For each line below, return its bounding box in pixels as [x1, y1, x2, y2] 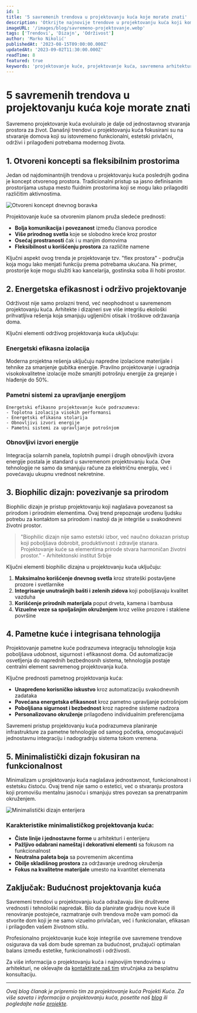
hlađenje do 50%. [6, 376, 49, 383]
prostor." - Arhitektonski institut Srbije [20, 552, 112, 559]
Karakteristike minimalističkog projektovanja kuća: [6, 821, 154, 829]
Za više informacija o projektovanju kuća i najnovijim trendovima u [6, 958, 165, 965]
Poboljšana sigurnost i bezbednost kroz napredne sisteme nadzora [14, 705, 179, 712]
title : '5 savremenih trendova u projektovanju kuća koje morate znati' [6, 14, 188, 20]
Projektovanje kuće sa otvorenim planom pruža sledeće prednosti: [6, 213, 166, 220]
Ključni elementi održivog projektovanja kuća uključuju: [6, 329, 140, 336]
